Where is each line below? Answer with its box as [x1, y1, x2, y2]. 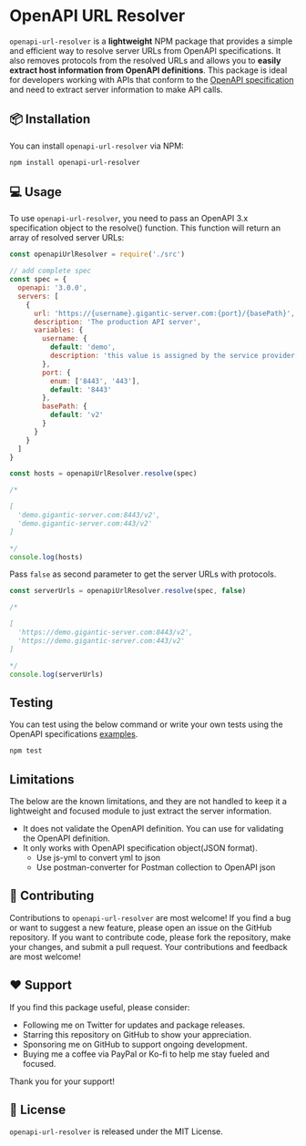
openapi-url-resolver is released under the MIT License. [9, 1126, 223, 1137]
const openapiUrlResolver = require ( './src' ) [9, 250, 185, 260]
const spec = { [9, 275, 67, 284]
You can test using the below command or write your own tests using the [9, 719, 284, 730]
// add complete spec [9, 266, 92, 276]
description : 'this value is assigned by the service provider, [49, 352, 300, 361]
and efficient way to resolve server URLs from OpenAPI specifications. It [9, 45, 281, 56]
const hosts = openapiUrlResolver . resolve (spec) [9, 469, 198, 478]
